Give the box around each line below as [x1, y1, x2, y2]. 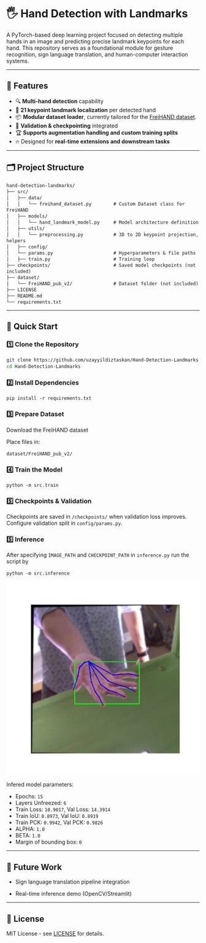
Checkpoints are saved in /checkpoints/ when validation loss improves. [6, 513, 187, 521]
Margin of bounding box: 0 [15, 838, 82, 846]
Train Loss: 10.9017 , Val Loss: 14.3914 [15, 806, 111, 813]
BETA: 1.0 [15, 832, 41, 839]
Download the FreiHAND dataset [6, 426, 89, 433]
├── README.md [6, 292, 43, 299]
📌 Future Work [6, 861, 63, 872]
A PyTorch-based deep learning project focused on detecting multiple [6, 31, 183, 39]
